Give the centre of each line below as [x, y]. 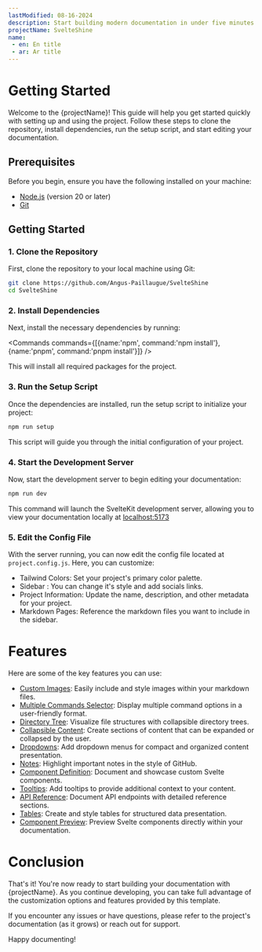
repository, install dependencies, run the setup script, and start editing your [130, 129]
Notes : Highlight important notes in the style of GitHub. [108, 763]
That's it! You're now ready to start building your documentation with [119, 884]
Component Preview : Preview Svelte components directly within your [131, 822]
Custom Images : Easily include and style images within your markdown [134, 689]
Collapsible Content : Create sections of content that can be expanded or [137, 730]
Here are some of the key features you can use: [85, 673]
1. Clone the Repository [53, 252]
